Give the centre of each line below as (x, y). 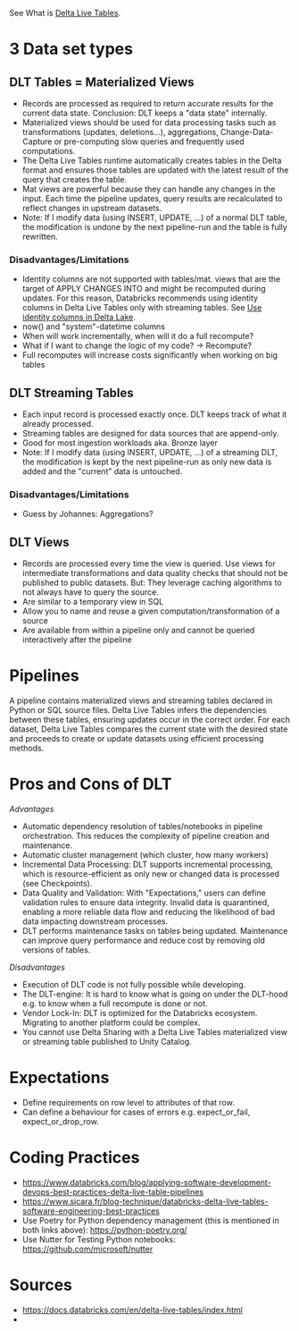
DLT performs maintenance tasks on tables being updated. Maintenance (155, 931)
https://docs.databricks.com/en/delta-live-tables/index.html (132, 1310)
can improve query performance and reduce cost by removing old (143, 941)
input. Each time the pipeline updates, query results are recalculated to (152, 199)
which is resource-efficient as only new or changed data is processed (150, 874)
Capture (37, 141)
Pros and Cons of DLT (91, 784)
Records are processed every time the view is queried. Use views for (149, 564)
